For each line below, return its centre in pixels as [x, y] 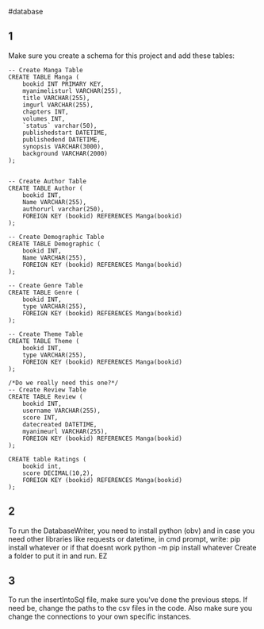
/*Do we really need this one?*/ [63, 383]
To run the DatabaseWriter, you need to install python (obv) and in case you [132, 531]
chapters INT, [46, 112]
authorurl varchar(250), [63, 209]
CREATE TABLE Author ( [46, 188]
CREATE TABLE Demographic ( [55, 244]
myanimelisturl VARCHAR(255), [73, 91]
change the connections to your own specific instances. [100, 617]
